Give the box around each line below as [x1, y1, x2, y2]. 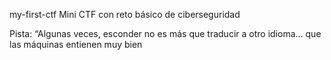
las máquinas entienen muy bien [9, 39, 143, 50]
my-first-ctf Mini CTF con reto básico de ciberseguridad [9, 9, 241, 20]
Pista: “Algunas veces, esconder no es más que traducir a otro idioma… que [9, 28, 322, 39]
